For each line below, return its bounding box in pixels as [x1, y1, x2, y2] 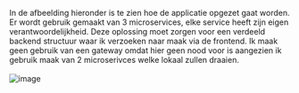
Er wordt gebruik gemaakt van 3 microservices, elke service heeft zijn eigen [9, 17, 289, 27]
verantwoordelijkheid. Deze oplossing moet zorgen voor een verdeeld [9, 27, 266, 36]
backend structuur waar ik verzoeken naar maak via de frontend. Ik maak [9, 35, 278, 46]
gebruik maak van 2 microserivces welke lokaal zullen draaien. [9, 55, 239, 65]
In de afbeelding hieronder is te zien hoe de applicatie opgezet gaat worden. [9, 8, 290, 18]
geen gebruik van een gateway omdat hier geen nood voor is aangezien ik [9, 45, 282, 56]
